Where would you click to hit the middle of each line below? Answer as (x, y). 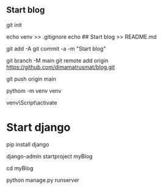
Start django (38, 127)
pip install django (28, 144)
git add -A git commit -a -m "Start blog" (56, 48)
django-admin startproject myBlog (49, 156)
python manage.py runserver (43, 180)
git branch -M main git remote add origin (57, 60)
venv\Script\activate (32, 102)
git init (14, 25)
